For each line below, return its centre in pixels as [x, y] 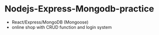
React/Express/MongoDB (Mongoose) [50, 22]
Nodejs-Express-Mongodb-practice [79, 9]
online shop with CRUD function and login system [62, 27]
